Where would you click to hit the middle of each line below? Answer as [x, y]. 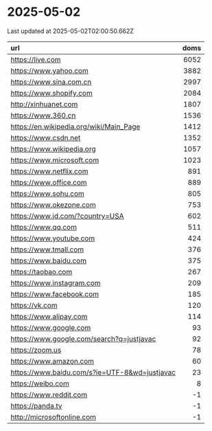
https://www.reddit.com [49, 395]
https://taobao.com [42, 272]
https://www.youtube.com [53, 238]
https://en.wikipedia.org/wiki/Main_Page [75, 126]
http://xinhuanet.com [44, 104]
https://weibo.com [40, 384]
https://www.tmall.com [47, 250]
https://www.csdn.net [46, 137]
